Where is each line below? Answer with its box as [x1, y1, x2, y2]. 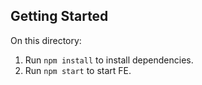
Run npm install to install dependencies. [24, 54, 194, 66]
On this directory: [10, 34, 82, 46]
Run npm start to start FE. [24, 64, 132, 76]
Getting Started [10, 8, 109, 25]
